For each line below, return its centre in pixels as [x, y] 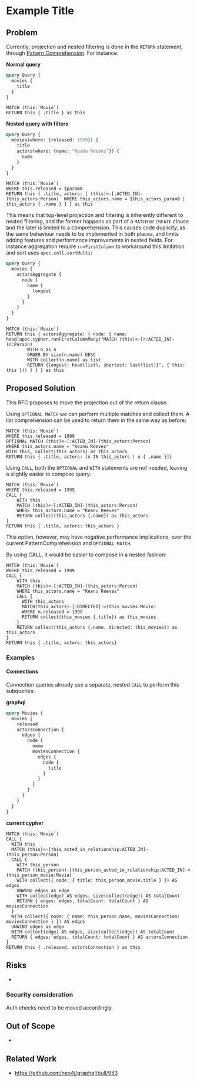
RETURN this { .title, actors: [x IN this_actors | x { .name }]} [89, 457]
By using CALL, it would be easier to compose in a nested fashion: [86, 555]
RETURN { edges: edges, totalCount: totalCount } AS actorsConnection [100, 937]
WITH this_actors [43, 601]
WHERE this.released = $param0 [44, 189]
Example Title [40, 11]
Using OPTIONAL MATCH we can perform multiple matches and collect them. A [98, 414]
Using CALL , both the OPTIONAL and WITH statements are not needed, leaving [97, 467]
